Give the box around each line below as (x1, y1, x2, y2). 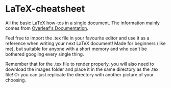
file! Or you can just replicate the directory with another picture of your (5, 71, 154, 77)
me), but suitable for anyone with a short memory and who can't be (5, 46, 147, 52)
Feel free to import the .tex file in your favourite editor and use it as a (5, 35, 150, 41)
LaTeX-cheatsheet (5, 3, 85, 15)
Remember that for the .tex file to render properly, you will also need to (5, 61, 154, 67)
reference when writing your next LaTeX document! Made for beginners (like (5, 40, 166, 46)
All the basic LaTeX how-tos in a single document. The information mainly (5, 20, 160, 26)
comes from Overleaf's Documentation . (5, 25, 88, 31)
